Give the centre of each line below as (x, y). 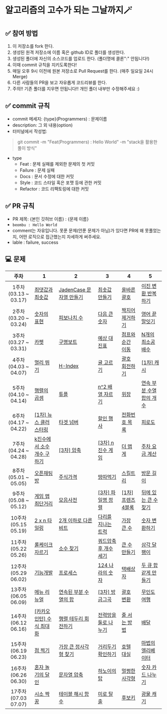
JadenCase (72, 290)
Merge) (20, 77)
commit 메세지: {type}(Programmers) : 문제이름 (60, 119)
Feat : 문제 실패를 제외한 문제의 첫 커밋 (57, 164)
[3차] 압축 (70, 450)
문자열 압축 (71, 675)
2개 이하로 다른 (76, 520)
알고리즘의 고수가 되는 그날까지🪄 (69, 10)
